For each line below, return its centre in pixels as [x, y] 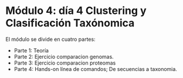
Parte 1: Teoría [31, 50]
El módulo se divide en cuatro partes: [50, 39]
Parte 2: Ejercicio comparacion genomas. [64, 56]
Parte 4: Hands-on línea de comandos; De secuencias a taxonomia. [95, 69]
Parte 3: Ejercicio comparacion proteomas [65, 63]
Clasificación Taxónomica [70, 23]
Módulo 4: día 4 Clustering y [76, 11]
